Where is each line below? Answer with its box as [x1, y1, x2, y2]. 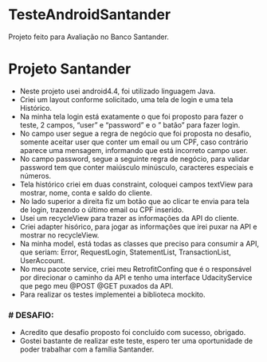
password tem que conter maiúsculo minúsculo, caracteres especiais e [19, 162, 254, 172]
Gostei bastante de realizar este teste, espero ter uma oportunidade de [19, 336, 253, 346]
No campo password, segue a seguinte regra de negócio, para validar [19, 154, 249, 163]
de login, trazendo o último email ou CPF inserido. [19, 205, 184, 214]
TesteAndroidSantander [8, 6, 171, 24]
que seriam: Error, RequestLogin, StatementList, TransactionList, [19, 247, 231, 257]
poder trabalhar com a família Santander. [19, 344, 155, 354]
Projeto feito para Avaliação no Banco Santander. [8, 32, 170, 41]
